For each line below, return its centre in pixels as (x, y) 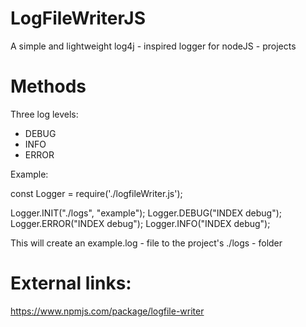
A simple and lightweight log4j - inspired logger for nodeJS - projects (153, 46)
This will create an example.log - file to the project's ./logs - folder (146, 243)
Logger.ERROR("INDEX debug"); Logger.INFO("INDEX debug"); (140, 223)
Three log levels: (44, 114)
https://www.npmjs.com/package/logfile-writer (107, 311)
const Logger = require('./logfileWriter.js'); (96, 193)
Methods (48, 86)
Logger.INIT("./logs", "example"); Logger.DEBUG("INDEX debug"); (146, 213)
